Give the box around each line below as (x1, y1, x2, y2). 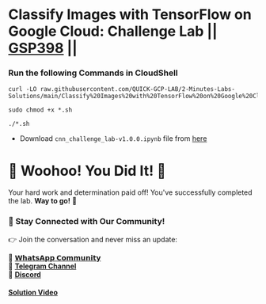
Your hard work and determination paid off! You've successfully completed (8, 188, 253, 197)
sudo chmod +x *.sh (8, 106, 73, 114)
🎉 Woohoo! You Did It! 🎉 (8, 161, 166, 180)
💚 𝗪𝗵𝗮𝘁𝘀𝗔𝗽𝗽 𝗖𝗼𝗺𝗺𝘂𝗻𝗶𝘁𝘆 (8, 253, 101, 262)
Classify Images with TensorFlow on (8, 6, 252, 24)
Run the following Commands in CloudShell (8, 67, 178, 78)
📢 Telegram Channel (8, 261, 77, 271)
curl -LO (8, 85, 37, 93)
